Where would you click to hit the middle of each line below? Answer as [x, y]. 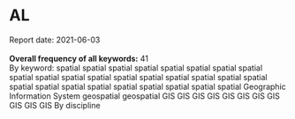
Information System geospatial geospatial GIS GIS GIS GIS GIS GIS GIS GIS [145, 96]
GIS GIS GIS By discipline [55, 105]
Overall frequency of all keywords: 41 [79, 58]
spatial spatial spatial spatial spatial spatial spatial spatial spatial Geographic [148, 86]
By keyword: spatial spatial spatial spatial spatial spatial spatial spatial [136, 68]
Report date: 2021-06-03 [55, 40]
